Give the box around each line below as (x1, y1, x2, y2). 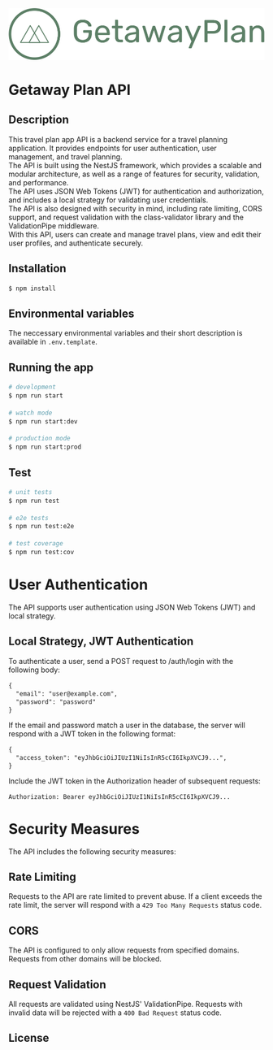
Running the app (8, 360, 93, 374)
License (8, 1031, 50, 1045)
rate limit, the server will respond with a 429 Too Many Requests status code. (8, 900, 262, 910)
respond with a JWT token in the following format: (8, 728, 176, 739)
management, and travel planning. (8, 151, 123, 162)
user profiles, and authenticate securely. (8, 238, 144, 248)
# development (8, 383, 57, 392)
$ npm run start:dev (8, 417, 79, 426)
